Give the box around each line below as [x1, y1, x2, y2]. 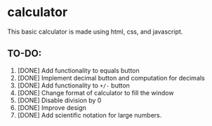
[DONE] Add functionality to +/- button [17, 81, 130, 90]
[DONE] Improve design [17, 103, 86, 112]
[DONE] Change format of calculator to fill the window [17, 88, 174, 97]
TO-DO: [7, 48, 42, 59]
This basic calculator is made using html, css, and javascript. [7, 27, 183, 36]
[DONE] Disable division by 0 [17, 96, 102, 104]
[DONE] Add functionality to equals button [17, 66, 140, 74]
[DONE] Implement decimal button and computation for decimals [17, 73, 205, 82]
